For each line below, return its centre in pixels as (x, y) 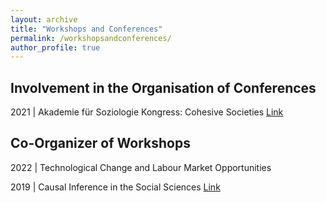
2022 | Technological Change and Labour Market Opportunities (141, 167)
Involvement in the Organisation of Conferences (163, 87)
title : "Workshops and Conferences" (86, 29)
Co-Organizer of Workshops (100, 143)
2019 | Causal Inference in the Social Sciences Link (115, 187)
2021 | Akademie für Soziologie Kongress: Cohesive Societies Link (147, 112)
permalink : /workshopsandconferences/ (91, 38)
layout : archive (44, 19)
